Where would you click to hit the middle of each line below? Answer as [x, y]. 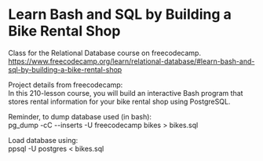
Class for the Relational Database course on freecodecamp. [105, 53]
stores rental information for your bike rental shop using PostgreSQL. [119, 101]
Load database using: [43, 140]
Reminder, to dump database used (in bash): [80, 116]
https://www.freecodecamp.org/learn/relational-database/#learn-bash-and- [131, 61]
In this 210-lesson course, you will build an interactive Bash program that [126, 93]
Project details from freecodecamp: [66, 85]
